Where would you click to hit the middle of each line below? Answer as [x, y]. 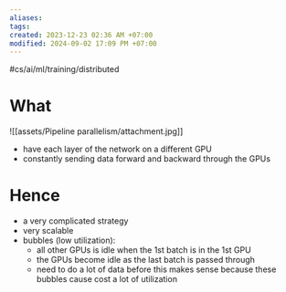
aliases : [26, 18]
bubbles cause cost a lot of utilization [107, 279]
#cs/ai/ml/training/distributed [64, 69]
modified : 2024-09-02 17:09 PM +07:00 [83, 43]
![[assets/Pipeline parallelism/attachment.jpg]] [96, 131]
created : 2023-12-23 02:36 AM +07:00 [81, 35]
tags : [20, 26]
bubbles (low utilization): [69, 240]
